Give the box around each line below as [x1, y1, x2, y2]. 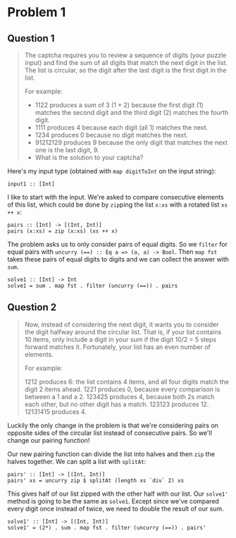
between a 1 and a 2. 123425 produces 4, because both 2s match [24, 392, 215, 401]
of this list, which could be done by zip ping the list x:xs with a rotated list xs [7, 200, 228, 209]
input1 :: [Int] [7, 181, 55, 188]
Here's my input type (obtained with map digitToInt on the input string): [7, 167, 216, 175]
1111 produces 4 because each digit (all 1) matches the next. [35, 123, 209, 131]
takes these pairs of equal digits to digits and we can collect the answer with [7, 255, 230, 263]
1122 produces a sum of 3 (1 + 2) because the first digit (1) [35, 101, 204, 109]
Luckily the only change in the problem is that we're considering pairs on [7, 421, 218, 429]
